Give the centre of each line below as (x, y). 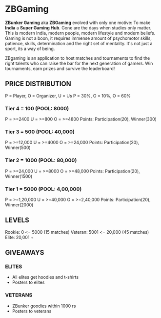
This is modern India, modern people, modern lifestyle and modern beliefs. (80, 33)
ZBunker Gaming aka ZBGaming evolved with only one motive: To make (78, 23)
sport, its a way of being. (30, 49)
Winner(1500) (19, 176)
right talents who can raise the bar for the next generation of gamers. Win (79, 63)
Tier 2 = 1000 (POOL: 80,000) (41, 160)
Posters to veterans (32, 311)
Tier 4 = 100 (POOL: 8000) (37, 108)
